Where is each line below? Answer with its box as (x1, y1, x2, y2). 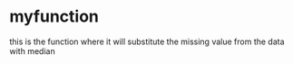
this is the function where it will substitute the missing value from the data (9, 36, 285, 47)
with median (9, 45, 56, 56)
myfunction (9, 6, 100, 27)
